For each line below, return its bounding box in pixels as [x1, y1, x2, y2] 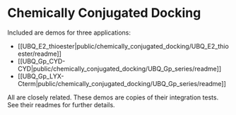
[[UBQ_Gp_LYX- [17, 72, 64, 80]
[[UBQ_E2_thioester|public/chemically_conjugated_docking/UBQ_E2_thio [17, 42, 230, 50]
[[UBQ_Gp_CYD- [17, 56, 66, 65]
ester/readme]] [17, 49, 62, 58]
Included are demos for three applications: [7, 28, 131, 37]
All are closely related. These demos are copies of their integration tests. [7, 93, 219, 102]
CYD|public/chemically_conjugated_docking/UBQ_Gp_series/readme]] [17, 64, 222, 73]
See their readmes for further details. [7, 100, 115, 109]
